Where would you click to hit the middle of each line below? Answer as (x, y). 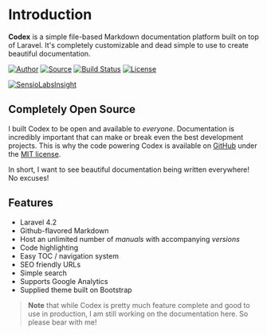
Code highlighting (49, 247)
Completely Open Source (72, 109)
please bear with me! (62, 322)
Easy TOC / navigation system (69, 255)
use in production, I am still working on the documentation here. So (138, 314)
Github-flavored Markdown (64, 230)
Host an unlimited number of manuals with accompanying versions (130, 239)
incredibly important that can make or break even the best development (126, 137)
